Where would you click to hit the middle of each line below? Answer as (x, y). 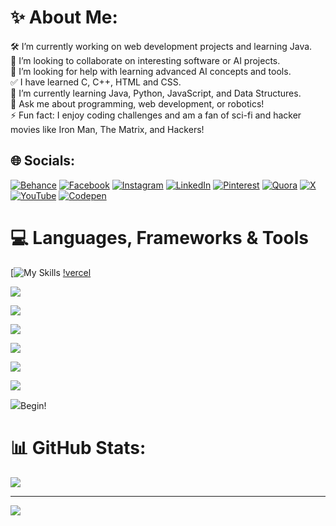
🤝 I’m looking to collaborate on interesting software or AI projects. (145, 60)
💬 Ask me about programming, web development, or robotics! (137, 103)
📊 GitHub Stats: (78, 447)
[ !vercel (51, 272)
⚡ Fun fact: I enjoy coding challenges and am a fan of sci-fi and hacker (156, 115)
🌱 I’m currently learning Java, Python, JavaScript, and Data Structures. (156, 93)
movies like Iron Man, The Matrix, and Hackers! (107, 129)
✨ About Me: (64, 17)
